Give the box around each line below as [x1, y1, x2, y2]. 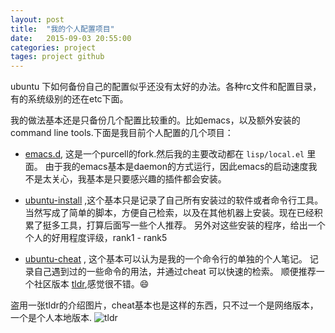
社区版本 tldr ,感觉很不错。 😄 [33, 278, 150, 290]
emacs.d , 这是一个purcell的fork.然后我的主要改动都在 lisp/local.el [24, 148, 305, 160]
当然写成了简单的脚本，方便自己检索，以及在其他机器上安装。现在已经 [24, 207, 315, 219]
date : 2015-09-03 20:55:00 [10, 33, 132, 43]
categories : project [10, 42, 97, 53]
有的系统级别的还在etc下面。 [10, 93, 129, 105]
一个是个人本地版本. [10, 312, 93, 324]
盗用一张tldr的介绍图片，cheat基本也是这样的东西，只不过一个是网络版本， [10, 299, 319, 311]
